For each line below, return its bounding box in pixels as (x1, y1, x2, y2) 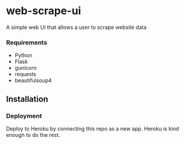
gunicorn (14, 64, 37, 71)
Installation (6, 94, 48, 104)
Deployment (6, 112, 42, 120)
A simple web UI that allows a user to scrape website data (6, 24, 147, 31)
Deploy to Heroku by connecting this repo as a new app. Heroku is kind (6, 125, 179, 132)
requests (14, 71, 37, 78)
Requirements (6, 38, 48, 47)
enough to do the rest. (6, 131, 60, 138)
